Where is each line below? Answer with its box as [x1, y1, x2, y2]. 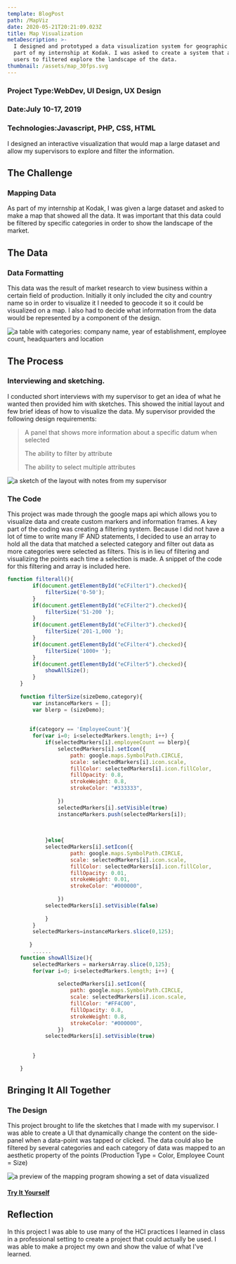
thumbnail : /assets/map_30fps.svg [7, 62, 109, 70]
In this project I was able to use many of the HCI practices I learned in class [7, 1227, 225, 1236]
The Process [7, 355, 64, 367]
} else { [44, 837, 65, 844]
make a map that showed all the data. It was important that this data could [7, 211, 221, 220]
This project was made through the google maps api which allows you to [7, 510, 218, 518]
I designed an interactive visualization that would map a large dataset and [7, 139, 220, 147]
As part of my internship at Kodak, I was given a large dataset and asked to [7, 204, 225, 213]
